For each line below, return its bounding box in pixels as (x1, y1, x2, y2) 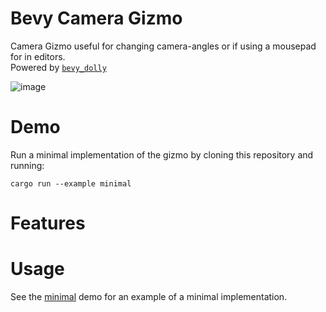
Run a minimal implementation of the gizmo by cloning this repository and (10, 148, 314, 161)
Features (10, 212, 86, 235)
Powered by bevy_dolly (10, 61, 107, 73)
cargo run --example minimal (10, 178, 132, 189)
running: (10, 159, 45, 171)
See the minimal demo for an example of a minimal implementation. (10, 291, 288, 302)
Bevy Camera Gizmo (10, 7, 183, 30)
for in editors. (10, 50, 66, 62)
